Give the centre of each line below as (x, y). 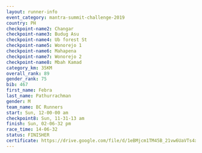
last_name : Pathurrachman (38, 96)
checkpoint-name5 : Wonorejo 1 (44, 46)
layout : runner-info (32, 12)
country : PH (21, 23)
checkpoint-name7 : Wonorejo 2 (44, 57)
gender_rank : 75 (26, 79)
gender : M (19, 101)
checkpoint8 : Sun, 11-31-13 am (45, 118)
